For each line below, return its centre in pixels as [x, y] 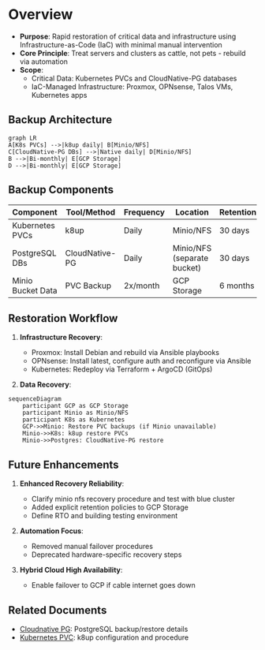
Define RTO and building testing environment [105, 516]
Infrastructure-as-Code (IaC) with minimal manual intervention [121, 44]
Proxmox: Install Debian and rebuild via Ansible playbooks [125, 353]
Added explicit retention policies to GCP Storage [110, 507]
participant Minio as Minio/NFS [75, 413]
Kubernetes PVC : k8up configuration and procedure [104, 637]
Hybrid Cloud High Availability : [71, 570]
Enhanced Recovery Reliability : [72, 484]
